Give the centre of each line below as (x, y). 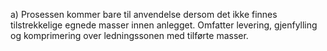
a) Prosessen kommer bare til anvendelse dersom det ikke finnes (144, 14)
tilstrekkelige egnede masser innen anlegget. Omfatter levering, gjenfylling (164, 25)
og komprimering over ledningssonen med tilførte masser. (129, 35)
